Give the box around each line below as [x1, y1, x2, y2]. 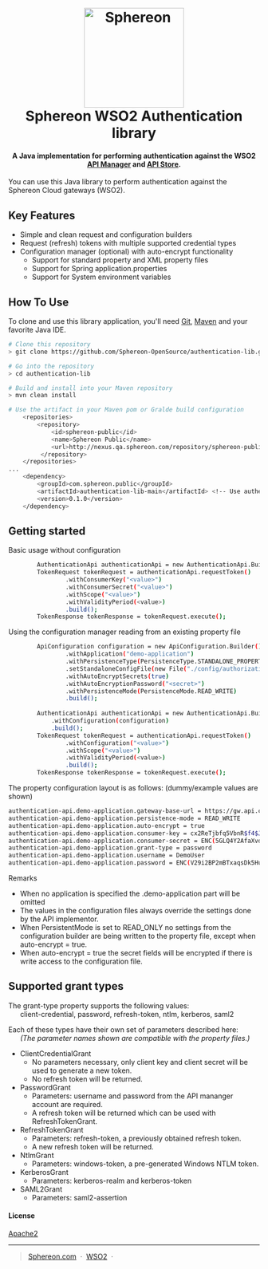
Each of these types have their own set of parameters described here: [8, 1024, 239, 1035]
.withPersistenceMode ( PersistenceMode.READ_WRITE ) [65, 687, 238, 696]
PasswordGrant [19, 1082, 72, 1092]
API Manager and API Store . [87, 159, 181, 169]
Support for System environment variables [31, 272, 171, 282]
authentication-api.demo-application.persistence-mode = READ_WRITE [8, 814, 241, 822]
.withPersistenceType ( [65, 657, 141, 666]
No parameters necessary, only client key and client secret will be [31, 1057, 249, 1066]
